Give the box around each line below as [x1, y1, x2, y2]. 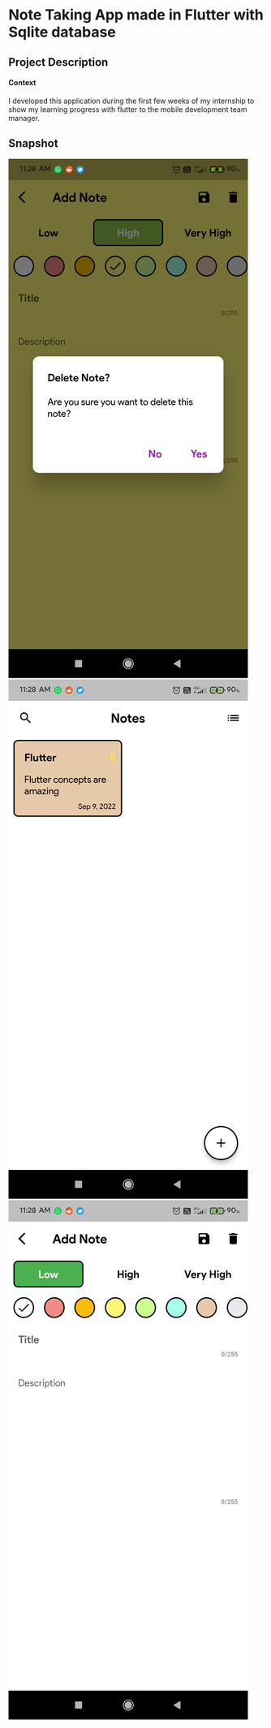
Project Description [8, 55, 109, 69]
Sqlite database [8, 23, 116, 41]
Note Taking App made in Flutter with [8, 6, 264, 24]
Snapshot [8, 136, 58, 151]
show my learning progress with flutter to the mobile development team [8, 104, 247, 114]
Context [8, 78, 37, 88]
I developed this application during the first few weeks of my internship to [8, 96, 255, 105]
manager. [8, 113, 41, 123]
